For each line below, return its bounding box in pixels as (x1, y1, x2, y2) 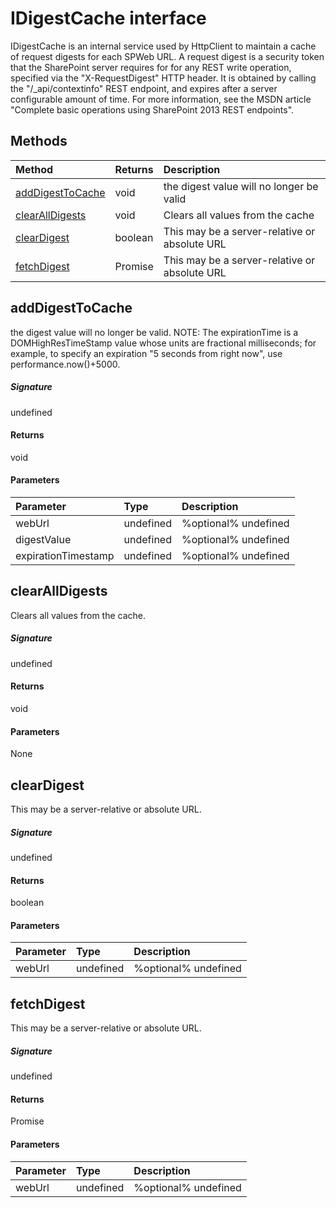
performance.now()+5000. (10, 358, 121, 370)
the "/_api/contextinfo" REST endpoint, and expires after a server (10, 82, 278, 94)
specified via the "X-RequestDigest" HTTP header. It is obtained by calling (10, 72, 317, 84)
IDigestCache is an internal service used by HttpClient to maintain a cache (10, 40, 317, 52)
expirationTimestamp (15, 548, 115, 562)
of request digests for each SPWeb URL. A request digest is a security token (10, 50, 325, 62)
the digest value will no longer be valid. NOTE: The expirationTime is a (10, 326, 299, 338)
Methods (10, 133, 68, 150)
